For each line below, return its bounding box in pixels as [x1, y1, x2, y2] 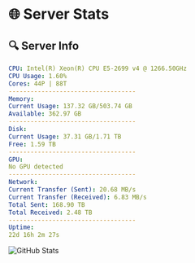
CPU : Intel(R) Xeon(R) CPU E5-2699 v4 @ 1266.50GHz [8, 64, 187, 72]
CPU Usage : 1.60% [8, 72, 67, 80]
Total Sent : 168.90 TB [8, 200, 85, 208]
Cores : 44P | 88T [8, 79, 67, 88]
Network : [8, 178, 38, 186]
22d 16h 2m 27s [8, 231, 60, 239]
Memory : [8, 94, 35, 103]
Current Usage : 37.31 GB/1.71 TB [8, 132, 122, 141]
